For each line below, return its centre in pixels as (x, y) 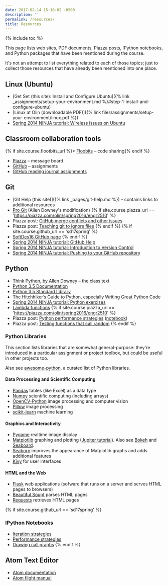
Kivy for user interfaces (37, 461)
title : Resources (23, 24)
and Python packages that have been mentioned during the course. (75, 53)
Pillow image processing (38, 406)
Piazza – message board (38, 160)
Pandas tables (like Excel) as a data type (54, 391)
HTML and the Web (26, 473)
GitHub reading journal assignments (49, 171)
